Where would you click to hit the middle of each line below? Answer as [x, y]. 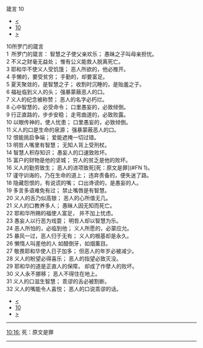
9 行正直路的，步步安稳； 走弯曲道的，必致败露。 [68, 115]
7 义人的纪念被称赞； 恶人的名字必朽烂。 [57, 99]
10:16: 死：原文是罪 [30, 332]
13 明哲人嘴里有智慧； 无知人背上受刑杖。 [58, 145]
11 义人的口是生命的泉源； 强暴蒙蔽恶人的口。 [63, 130]
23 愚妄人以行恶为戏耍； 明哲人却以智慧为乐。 [64, 221]
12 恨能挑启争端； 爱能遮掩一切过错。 [53, 137]
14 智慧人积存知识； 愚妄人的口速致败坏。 [58, 152]
